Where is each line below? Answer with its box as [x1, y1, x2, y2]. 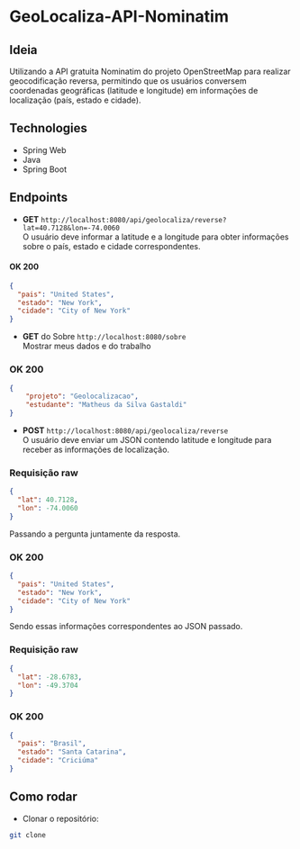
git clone [9, 830, 47, 839]
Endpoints [9, 190, 68, 205]
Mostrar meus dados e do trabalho [22, 340, 151, 352]
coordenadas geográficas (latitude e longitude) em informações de [9, 86, 259, 95]
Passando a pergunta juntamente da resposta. [9, 528, 181, 539]
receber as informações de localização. [22, 444, 169, 455]
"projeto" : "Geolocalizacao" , [25, 392, 140, 402]
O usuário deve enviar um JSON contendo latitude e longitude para [22, 435, 272, 445]
